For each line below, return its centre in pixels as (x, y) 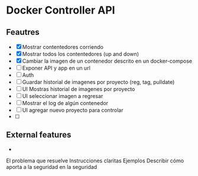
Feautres (23, 32)
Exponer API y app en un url (56, 68)
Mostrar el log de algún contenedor (65, 103)
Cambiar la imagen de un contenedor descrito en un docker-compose (107, 61)
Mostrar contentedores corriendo (63, 47)
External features (39, 135)
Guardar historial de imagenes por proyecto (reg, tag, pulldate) (98, 82)
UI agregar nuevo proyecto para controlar (73, 110)
